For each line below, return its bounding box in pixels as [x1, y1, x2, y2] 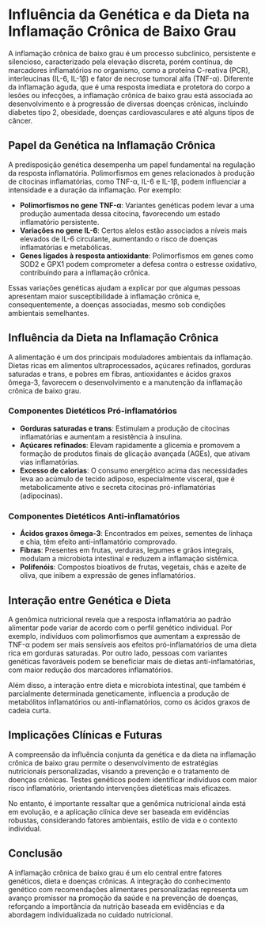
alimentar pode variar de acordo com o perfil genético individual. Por [8, 623, 233, 633]
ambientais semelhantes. [8, 308, 89, 317]
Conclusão [8, 847, 63, 861]
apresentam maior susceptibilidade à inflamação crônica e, [8, 291, 201, 301]
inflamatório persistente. [19, 217, 100, 226]
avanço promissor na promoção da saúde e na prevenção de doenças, [8, 893, 239, 902]
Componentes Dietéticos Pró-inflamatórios [8, 405, 178, 416]
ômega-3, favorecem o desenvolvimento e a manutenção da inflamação [8, 378, 243, 387]
